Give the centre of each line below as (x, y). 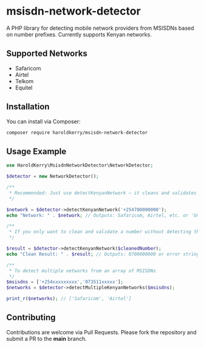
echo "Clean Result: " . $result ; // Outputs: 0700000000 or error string (103, 254)
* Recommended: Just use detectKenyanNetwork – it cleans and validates (103, 193)
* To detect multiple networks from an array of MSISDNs (82, 271)
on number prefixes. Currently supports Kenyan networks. (79, 34)
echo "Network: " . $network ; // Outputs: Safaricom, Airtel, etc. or (97, 215)
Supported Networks (47, 54)
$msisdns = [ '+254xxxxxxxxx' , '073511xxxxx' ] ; (65, 282)
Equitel (24, 88)
